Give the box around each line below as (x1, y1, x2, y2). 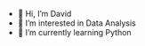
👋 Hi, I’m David (17, 9, 72, 19)
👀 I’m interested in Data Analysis (17, 18, 136, 28)
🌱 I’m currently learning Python (17, 27, 132, 37)
